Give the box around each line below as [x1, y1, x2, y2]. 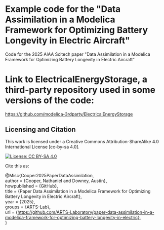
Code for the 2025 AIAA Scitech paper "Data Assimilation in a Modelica [5, 51, 151, 57]
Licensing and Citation [5, 125, 76, 134]
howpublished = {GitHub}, [5, 183, 58, 189]
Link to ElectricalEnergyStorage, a [5, 74, 148, 85]
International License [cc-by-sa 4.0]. [5, 144, 80, 150]
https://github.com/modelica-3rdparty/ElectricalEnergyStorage [5, 111, 133, 117]
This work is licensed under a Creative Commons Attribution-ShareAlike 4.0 [5, 138, 159, 144]
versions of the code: [5, 95, 94, 106]
